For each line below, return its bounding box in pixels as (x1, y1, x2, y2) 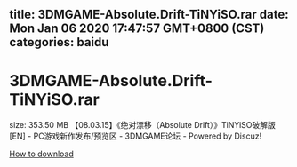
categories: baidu (9, 35, 109, 50)
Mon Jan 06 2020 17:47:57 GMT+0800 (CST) (9, 21, 265, 36)
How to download (9, 148, 74, 159)
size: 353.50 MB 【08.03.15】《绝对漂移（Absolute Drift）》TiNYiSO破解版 (9, 120, 276, 131)
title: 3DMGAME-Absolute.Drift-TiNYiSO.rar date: (9, 7, 289, 22)
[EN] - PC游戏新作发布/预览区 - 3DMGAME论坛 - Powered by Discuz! (9, 131, 262, 141)
